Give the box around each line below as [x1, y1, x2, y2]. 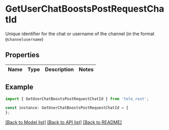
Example [5, 83, 34, 91]
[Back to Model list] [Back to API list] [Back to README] [5, 119, 122, 125]
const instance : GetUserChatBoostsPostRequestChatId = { [5, 105, 129, 111]
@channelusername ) [5, 36, 44, 42]
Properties [5, 51, 40, 59]
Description [45, 66, 74, 73]
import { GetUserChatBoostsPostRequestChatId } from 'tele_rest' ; [5, 96, 149, 102]
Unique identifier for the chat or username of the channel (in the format [5, 30, 155, 37]
